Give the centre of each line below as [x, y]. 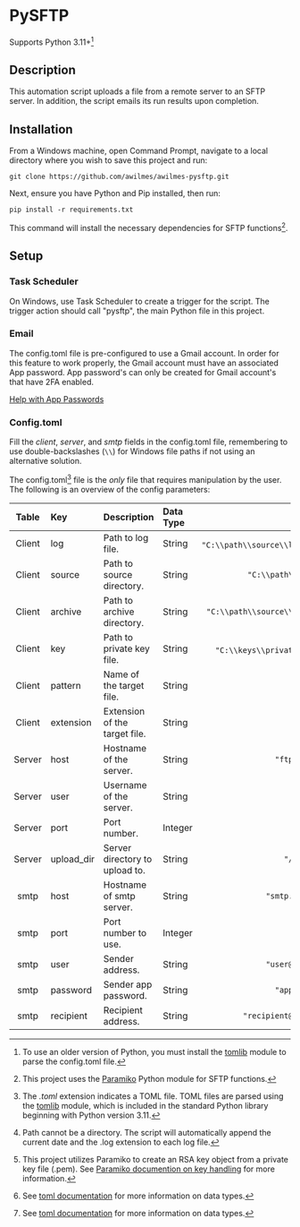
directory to [128, 859]
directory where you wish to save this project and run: [108, 160]
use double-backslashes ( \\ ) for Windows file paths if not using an [132, 451]
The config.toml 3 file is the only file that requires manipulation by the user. [146, 479]
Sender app [128, 984]
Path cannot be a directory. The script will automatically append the [146, 1132]
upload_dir [73, 859]
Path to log [126, 537]
